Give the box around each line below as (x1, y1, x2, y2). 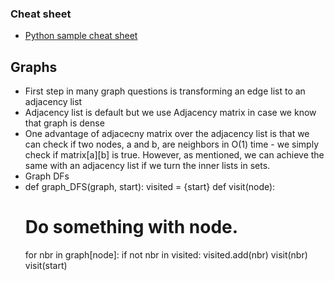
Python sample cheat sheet (24, 30, 138, 42)
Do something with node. (24, 216, 239, 239)
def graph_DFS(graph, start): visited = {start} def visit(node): (24, 181, 276, 193)
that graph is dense (24, 117, 105, 129)
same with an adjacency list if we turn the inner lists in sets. (24, 160, 271, 172)
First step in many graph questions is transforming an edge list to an (24, 85, 306, 97)
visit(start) (24, 260, 68, 272)
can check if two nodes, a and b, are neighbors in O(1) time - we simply (24, 138, 319, 151)
